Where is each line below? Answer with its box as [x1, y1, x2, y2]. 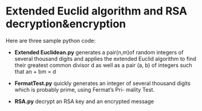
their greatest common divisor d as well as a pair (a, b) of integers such [14, 62, 192, 69]
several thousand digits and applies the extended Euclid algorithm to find [14, 55, 197, 62]
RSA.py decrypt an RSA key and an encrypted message [14, 98, 154, 105]
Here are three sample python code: [5, 37, 96, 44]
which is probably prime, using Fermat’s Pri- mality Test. [14, 86, 155, 93]
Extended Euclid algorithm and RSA [5, 4, 187, 18]
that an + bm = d [14, 68, 56, 75]
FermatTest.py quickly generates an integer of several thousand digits [14, 80, 191, 87]
